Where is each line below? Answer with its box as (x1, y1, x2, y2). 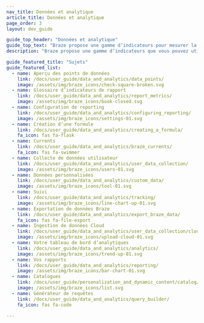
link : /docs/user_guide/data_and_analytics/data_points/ (17, 76, 165, 82)
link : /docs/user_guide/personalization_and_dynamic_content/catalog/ (17, 279, 200, 285)
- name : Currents (12, 138, 56, 144)
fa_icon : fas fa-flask (17, 132, 75, 138)
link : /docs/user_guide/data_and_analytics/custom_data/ (17, 177, 165, 184)
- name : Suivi (12, 189, 47, 195)
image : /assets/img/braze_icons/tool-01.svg (17, 183, 132, 189)
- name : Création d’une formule (12, 121, 94, 127)
